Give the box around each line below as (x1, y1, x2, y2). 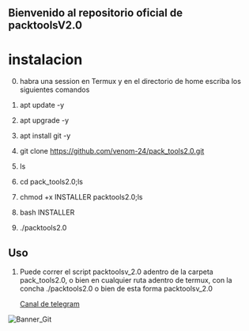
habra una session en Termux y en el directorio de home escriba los (19, 77, 241, 86)
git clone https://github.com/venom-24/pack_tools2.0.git (19, 146, 205, 156)
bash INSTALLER (19, 207, 75, 217)
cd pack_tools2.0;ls (19, 177, 84, 187)
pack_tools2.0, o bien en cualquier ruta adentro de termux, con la (19, 276, 232, 285)
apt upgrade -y (19, 116, 70, 125)
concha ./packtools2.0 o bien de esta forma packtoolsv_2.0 (19, 284, 213, 294)
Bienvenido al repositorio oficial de (8, 6, 183, 20)
